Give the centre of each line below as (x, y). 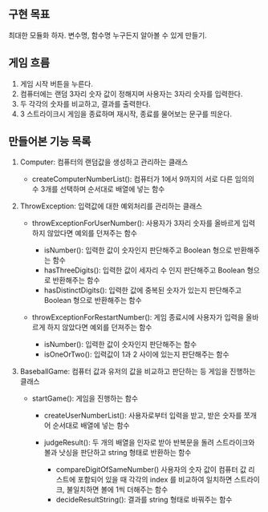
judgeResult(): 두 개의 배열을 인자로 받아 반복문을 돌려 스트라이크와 (149, 442)
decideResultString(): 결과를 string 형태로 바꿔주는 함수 (144, 500)
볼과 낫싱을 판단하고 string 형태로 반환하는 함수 (118, 453)
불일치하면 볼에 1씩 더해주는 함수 (118, 490)
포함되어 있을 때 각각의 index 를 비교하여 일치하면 (155, 480)
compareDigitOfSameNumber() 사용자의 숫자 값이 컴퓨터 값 (151, 470)
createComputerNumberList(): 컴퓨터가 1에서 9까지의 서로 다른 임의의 (143, 179)
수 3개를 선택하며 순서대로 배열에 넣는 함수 (98, 189)
